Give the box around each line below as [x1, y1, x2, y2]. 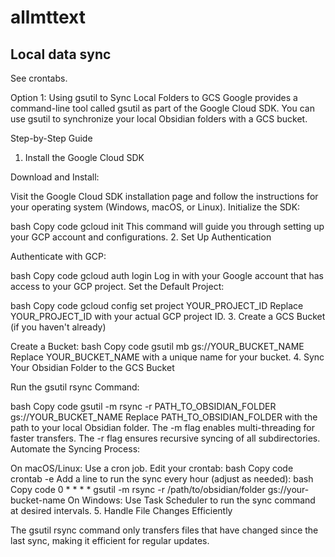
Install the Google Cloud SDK [24, 152, 145, 163]
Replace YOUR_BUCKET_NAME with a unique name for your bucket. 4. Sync [10, 351, 325, 363]
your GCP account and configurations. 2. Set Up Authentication [10, 231, 272, 243]
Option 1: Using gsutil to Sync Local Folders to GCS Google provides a [10, 92, 298, 103]
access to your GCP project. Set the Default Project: [10, 281, 225, 292]
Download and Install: [10, 171, 100, 183]
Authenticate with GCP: [10, 251, 107, 262]
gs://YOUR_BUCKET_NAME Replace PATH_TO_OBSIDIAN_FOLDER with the [10, 411, 318, 423]
